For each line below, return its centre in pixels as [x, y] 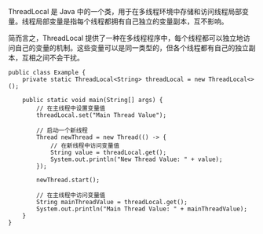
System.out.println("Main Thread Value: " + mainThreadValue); [142, 209]
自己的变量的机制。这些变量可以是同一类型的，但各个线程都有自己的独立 [131, 48]
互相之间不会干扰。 [53, 58]
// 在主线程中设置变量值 [71, 108]
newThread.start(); [68, 180]
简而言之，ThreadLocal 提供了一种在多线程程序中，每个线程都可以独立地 [126, 38]
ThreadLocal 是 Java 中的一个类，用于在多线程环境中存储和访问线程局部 [125, 11]
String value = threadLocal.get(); [108, 152]
